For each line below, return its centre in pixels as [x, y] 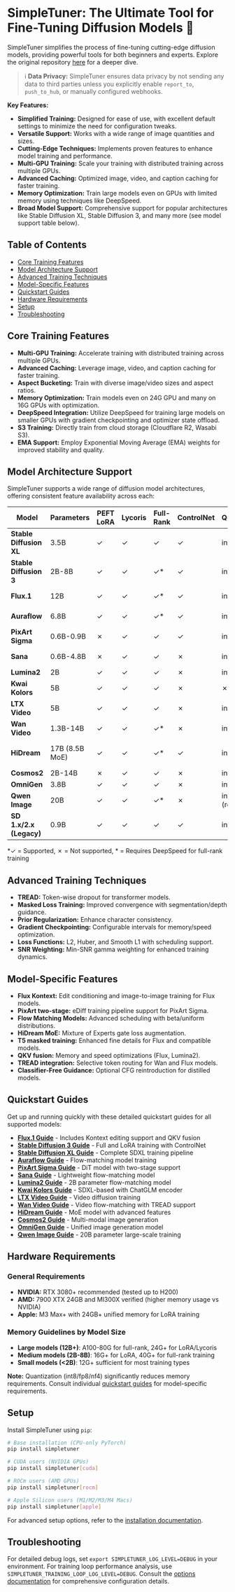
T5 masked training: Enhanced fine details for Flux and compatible [114, 1040]
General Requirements [46, 1277]
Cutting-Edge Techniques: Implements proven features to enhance [115, 148]
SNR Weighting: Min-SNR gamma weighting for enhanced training [113, 950]
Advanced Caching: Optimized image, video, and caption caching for [118, 178]
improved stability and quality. [61, 449]
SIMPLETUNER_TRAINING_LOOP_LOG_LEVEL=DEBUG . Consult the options [101, 1574]
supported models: [35, 1124]
